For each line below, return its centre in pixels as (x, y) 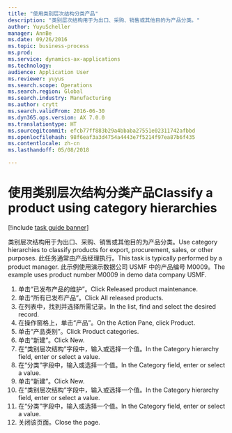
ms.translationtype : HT (42, 124)
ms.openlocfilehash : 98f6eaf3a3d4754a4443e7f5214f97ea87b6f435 (102, 137)
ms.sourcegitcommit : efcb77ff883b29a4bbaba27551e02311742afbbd (102, 131)
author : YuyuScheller (39, 27)
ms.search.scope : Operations (50, 85)
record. (29, 314)
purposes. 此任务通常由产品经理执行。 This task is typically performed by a (115, 258)
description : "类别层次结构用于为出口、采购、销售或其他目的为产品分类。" (104, 20)
